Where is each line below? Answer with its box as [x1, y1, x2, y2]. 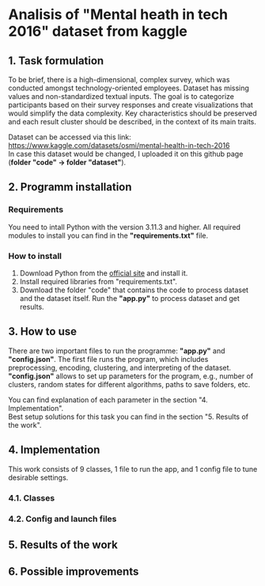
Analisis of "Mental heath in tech [8, 6, 229, 24]
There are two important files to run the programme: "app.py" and [8, 346, 225, 356]
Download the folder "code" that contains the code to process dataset [19, 285, 249, 295]
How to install [8, 250, 62, 261]
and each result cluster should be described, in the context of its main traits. [8, 117, 257, 126]
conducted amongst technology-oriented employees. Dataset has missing [8, 83, 249, 93]
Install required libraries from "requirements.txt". [19, 276, 178, 286]
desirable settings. [8, 473, 69, 482]
